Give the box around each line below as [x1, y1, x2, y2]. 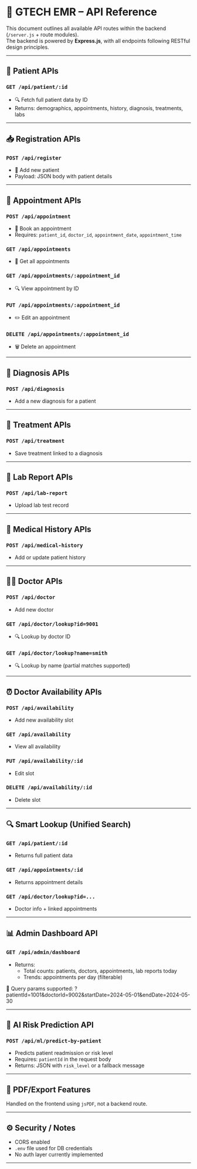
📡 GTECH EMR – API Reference [6, 5, 157, 19]
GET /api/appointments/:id [6, 866, 83, 874]
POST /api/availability [6, 705, 74, 711]
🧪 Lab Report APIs [6, 472, 73, 482]
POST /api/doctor [6, 594, 56, 601]
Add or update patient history [14, 553, 86, 561]
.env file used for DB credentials [14, 1145, 93, 1152]
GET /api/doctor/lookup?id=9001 [6, 620, 98, 627]
